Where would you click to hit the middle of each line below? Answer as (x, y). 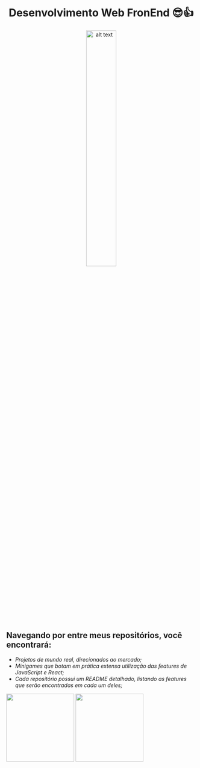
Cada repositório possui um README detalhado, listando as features (101, 679)
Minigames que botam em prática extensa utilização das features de (101, 666)
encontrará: (29, 645)
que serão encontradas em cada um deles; (69, 685)
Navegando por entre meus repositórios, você (94, 635)
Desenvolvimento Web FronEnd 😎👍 (101, 13)
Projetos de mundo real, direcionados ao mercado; (78, 659)
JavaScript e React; (39, 672)
